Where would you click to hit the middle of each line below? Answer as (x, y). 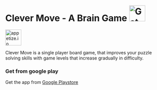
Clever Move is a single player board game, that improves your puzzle (78, 52)
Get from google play (32, 71)
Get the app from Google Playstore (42, 82)
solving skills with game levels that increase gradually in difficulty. (74, 58)
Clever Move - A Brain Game (66, 18)
